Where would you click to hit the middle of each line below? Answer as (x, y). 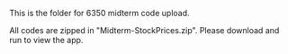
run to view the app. (46, 40)
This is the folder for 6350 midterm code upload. (100, 13)
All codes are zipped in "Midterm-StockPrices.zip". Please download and (144, 30)
